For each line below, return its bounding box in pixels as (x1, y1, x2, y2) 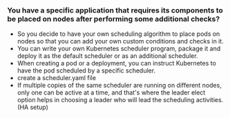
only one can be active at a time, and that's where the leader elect (17, 88, 206, 97)
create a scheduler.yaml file (17, 74, 97, 82)
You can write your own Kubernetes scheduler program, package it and (17, 44, 221, 53)
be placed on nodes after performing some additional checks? (7, 14, 220, 23)
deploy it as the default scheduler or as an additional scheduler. (17, 52, 198, 60)
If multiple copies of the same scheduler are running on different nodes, (17, 81, 222, 90)
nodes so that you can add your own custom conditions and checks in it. (17, 37, 224, 46)
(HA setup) (17, 103, 48, 112)
